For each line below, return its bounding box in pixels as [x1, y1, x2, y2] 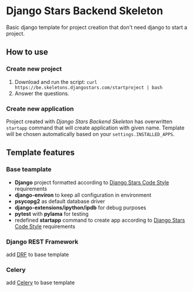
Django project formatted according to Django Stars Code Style [14, 179, 169, 186]
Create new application [6, 105, 74, 113]
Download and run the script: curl [14, 78, 98, 85]
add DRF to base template [6, 251, 69, 258]
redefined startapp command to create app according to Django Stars [14, 216, 185, 223]
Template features [6, 148, 75, 158]
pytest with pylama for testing [14, 210, 89, 217]
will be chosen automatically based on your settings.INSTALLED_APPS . [6, 130, 175, 137]
